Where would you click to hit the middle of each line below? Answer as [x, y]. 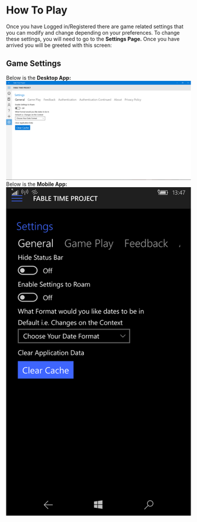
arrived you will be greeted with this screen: [59, 45]
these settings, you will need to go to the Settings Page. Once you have [93, 39]
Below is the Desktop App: [39, 77]
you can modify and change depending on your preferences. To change [93, 32]
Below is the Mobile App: [37, 184]
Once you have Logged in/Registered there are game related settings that [95, 26]
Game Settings [34, 64]
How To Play [37, 10]
